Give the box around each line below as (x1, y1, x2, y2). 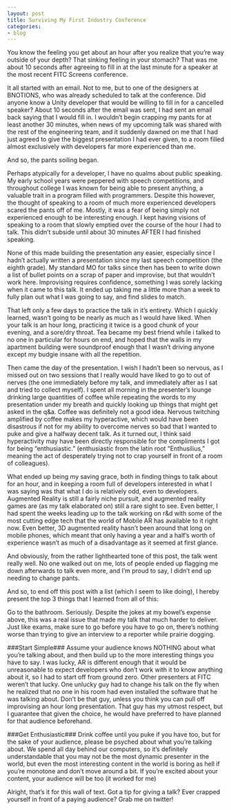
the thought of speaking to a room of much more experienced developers (7, 198, 216, 207)
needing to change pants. (7, 574, 80, 583)
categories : (7, 23, 41, 30)
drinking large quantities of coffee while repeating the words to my (7, 393, 197, 402)
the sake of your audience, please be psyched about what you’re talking (7, 737, 212, 746)
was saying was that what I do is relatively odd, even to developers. (7, 487, 199, 496)
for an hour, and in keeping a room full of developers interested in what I (7, 480, 212, 488)
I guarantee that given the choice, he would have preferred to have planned (7, 710, 222, 718)
